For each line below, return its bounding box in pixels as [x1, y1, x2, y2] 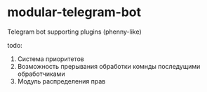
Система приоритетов [17, 54, 84, 63]
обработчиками [17, 70, 65, 78]
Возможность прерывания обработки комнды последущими [17, 62, 201, 70]
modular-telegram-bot [7, 4, 142, 20]
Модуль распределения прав [17, 77, 106, 85]
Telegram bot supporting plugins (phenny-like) [7, 27, 142, 36]
